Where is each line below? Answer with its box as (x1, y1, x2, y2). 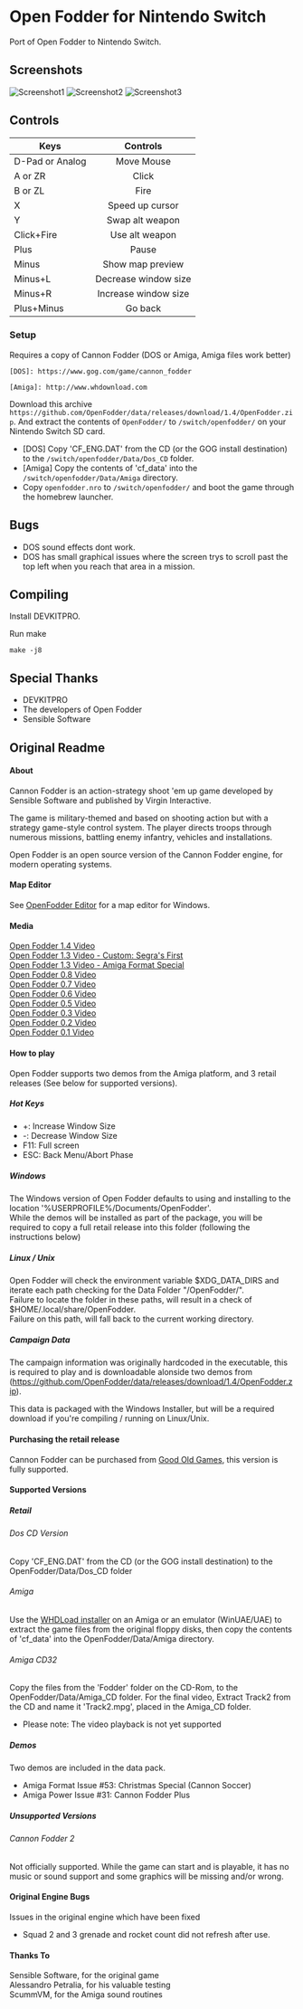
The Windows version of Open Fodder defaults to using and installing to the (9, 1193, 291, 1204)
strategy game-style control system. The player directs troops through (9, 821, 272, 833)
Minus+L (14, 272, 52, 285)
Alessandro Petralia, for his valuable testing (9, 1979, 171, 1991)
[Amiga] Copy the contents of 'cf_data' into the (22, 462, 198, 473)
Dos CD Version (9, 1528, 69, 1539)
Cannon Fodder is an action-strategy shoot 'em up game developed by (9, 785, 274, 796)
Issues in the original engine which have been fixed (9, 1911, 201, 1922)
